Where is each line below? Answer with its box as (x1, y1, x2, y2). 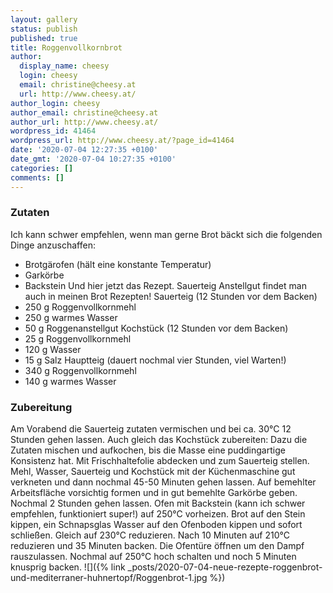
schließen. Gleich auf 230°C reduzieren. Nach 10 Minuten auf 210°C (10, 529, 290, 541)
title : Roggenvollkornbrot (10, 42, 123, 53)
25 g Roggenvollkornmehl (24, 332, 132, 345)
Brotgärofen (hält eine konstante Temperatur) (24, 258, 212, 270)
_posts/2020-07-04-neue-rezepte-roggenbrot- (127, 561, 323, 573)
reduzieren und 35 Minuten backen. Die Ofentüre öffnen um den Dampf (10, 540, 305, 552)
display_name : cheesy (19, 61, 110, 71)
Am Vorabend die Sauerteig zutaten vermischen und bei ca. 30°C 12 (10, 423, 292, 435)
